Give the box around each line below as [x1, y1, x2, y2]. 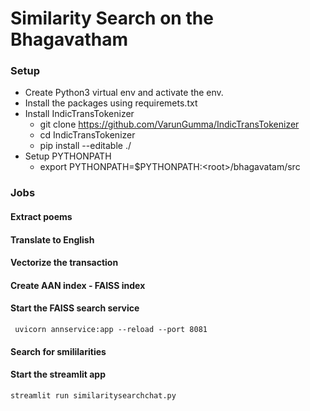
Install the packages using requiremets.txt [24, 97, 198, 109]
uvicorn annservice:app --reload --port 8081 [14, 324, 208, 334]
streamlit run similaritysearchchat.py [10, 390, 177, 401]
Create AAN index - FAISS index [10, 279, 146, 291]
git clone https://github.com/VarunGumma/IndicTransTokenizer [39, 118, 300, 131]
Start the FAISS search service [10, 302, 140, 314]
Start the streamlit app [10, 368, 106, 381]
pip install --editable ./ [39, 140, 132, 152]
